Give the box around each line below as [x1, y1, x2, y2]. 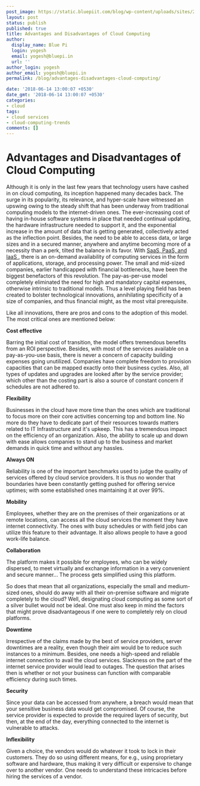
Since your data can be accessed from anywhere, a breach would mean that [6, 699, 193, 706]
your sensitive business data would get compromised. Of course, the [6, 705, 176, 712]
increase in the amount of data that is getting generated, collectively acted [6, 228, 189, 235]
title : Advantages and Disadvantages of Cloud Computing [6, 31, 151, 37]
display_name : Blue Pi [11, 42, 68, 48]
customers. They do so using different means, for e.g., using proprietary [6, 754, 183, 761]
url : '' [11, 59, 31, 65]
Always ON [6, 456, 35, 463]
